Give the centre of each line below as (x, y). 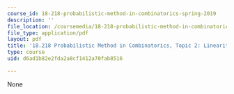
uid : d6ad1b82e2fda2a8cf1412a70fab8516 (65, 59)
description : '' (31, 20)
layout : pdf (24, 39)
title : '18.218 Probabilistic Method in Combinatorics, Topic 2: (104, 46)
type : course (26, 53)
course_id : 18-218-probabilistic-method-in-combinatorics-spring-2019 (112, 13)
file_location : (29, 26)
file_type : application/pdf (48, 33)
